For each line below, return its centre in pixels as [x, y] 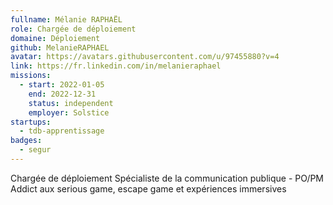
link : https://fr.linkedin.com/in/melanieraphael [116, 66]
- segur [35, 150]
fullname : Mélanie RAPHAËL [66, 19]
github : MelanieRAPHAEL [60, 47]
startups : [31, 122]
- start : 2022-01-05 [62, 85]
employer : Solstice [69, 112]
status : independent [71, 103]
